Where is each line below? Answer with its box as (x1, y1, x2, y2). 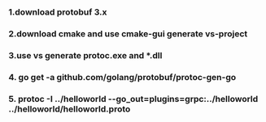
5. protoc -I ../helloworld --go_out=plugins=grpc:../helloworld (8, 93, 259, 104)
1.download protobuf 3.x (8, 6, 107, 18)
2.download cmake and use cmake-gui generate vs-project (8, 27, 248, 39)
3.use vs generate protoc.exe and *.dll (8, 49, 163, 61)
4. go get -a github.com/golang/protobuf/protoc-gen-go (8, 71, 237, 82)
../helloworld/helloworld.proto (8, 103, 131, 115)
